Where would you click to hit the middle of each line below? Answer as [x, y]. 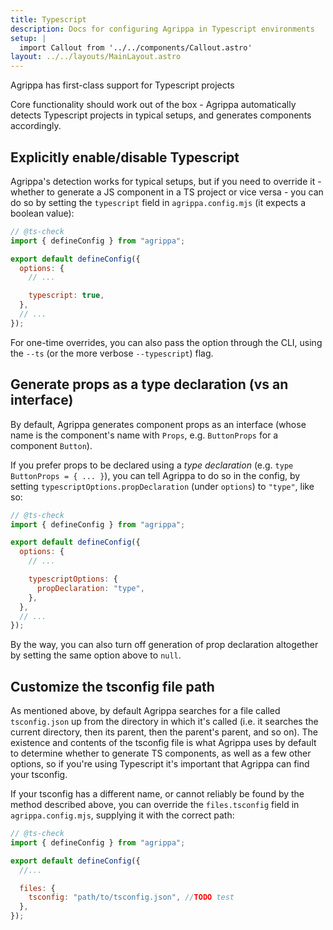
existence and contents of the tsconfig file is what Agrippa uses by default [163, 743]
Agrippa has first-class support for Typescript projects [122, 85]
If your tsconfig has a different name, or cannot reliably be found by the [157, 794]
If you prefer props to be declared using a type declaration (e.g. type [152, 465]
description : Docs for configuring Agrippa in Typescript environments [162, 29]
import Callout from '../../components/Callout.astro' [136, 47]
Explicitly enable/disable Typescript [125, 157]
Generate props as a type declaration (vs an [149, 384]
